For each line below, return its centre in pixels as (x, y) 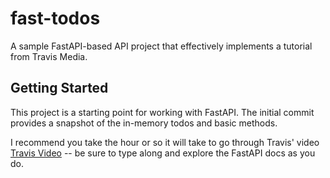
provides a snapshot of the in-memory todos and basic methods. (144, 123)
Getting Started (59, 88)
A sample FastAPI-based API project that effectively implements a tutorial (161, 46)
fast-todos (55, 18)
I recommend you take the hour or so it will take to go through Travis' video (165, 142)
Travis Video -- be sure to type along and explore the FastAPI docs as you (163, 153)
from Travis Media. (49, 56)
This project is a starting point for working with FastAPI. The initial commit (162, 112)
